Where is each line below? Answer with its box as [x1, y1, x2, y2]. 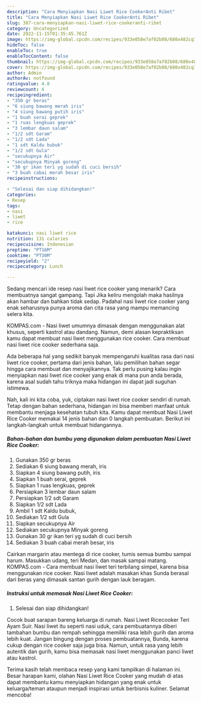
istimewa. [7, 385, 30, 392]
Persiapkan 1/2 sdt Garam [15, 495, 79, 502]
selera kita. [7, 311, 34, 318]
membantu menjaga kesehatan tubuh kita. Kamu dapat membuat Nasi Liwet [7, 409, 193, 416]
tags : [7, 202, 20, 209]
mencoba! [7, 691, 32, 699]
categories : [7, 192, 36, 198]
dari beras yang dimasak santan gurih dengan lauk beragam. [7, 576, 156, 583]
